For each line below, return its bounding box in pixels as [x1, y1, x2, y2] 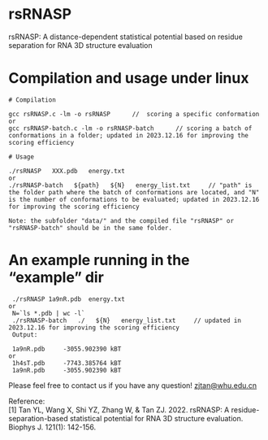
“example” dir [8, 268, 104, 287]
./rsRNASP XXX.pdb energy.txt [8, 167, 126, 175]
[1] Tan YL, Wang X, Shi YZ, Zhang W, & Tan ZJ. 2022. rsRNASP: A [8, 404, 230, 415]
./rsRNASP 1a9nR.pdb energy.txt [11, 294, 126, 303]
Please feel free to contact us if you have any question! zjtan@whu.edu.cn [8, 380, 257, 390]
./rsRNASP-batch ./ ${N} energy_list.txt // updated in [11, 316, 242, 325]
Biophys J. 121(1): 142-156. [8, 422, 97, 432]
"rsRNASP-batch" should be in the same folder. [8, 224, 173, 232]
